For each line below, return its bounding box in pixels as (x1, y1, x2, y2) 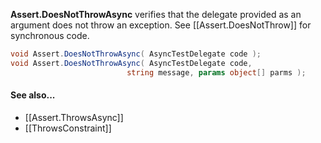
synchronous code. (10, 30, 90, 41)
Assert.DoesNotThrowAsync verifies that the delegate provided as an (10, 9, 302, 20)
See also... (10, 89, 56, 101)
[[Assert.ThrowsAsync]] (24, 111, 124, 123)
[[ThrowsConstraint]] (24, 122, 112, 134)
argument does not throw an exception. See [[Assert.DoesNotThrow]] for (10, 19, 312, 31)
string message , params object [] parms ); (126, 67, 307, 78)
